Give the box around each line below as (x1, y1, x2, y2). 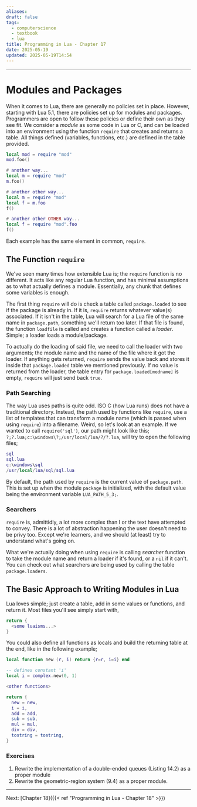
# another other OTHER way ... (6, 216, 80, 222)
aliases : (6, 8, 28, 15)
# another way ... (6, 168, 49, 173)
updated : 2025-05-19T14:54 (6, 52, 72, 58)
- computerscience (11, 25, 57, 31)
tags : (6, 19, 19, 25)
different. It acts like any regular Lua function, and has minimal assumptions (6, 276, 189, 283)
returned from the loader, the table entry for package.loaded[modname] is (6, 368, 179, 375)
